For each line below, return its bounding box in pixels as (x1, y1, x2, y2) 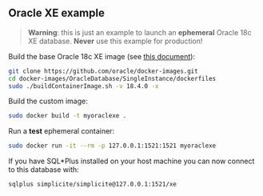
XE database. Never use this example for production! (27, 36, 203, 46)
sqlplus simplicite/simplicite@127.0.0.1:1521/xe (8, 180, 177, 189)
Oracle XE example (8, 6, 106, 20)
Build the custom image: (8, 96, 88, 106)
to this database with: (8, 165, 80, 174)
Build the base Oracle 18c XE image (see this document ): (8, 51, 196, 61)
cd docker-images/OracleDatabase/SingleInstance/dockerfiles (8, 74, 217, 82)
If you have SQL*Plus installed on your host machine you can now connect (8, 156, 255, 166)
